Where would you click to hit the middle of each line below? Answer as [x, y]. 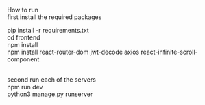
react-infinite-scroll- [169, 52]
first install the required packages [55, 17]
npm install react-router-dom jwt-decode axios [73, 52]
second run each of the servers [51, 80]
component [23, 59]
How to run [23, 10]
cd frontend [24, 37]
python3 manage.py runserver [50, 94]
